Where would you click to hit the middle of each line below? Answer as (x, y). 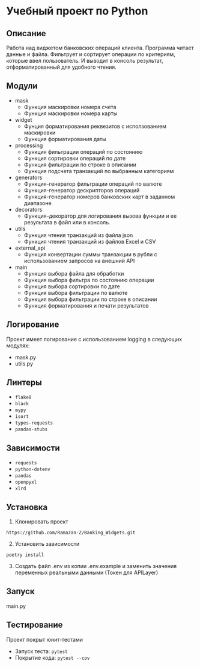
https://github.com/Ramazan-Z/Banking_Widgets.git (71, 533)
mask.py (26, 357)
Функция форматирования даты (65, 139)
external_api (30, 248)
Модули (22, 86)
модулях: (18, 346)
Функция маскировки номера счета (70, 107)
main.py (16, 606)
